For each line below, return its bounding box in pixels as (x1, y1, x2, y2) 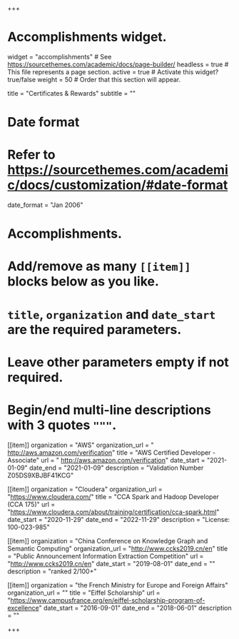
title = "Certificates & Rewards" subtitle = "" (7, 89, 136, 97)
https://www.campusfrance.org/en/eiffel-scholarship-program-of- (10, 595, 205, 604)
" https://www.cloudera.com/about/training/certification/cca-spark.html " (7, 508, 220, 516)
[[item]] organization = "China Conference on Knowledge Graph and (7, 536, 208, 545)
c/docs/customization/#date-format (7, 177, 228, 193)
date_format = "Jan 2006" (7, 201, 83, 209)
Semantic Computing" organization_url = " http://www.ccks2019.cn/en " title (7, 544, 228, 553)
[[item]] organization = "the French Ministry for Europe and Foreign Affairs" (7, 580, 228, 589)
